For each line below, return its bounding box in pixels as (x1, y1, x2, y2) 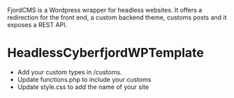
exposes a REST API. (7, 21, 68, 28)
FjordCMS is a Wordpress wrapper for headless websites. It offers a (7, 6, 203, 14)
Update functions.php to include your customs (17, 75, 152, 83)
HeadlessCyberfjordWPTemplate (7, 45, 204, 61)
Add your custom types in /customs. (17, 67, 122, 76)
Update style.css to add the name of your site (17, 83, 149, 91)
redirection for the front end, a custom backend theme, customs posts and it (7, 13, 227, 22)
